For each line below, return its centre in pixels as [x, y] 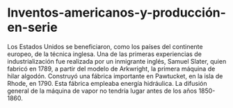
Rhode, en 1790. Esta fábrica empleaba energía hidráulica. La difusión [107, 83]
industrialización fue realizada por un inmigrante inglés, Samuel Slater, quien [117, 61]
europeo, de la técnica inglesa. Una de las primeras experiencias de [104, 54]
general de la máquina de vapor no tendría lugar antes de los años [102, 91]
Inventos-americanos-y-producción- [116, 13]
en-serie [32, 27]
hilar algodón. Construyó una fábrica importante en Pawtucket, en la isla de [115, 76]
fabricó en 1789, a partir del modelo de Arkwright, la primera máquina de [111, 69]
